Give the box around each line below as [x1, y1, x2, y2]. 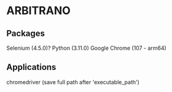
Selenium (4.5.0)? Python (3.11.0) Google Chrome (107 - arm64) [6, 44, 167, 52]
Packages [6, 28, 45, 39]
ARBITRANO [6, 4, 71, 18]
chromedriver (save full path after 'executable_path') [6, 78, 140, 86]
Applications [6, 62, 57, 72]
